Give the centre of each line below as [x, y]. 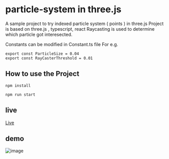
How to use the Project [42, 74]
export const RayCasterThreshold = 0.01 [49, 58]
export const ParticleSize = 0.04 [42, 54]
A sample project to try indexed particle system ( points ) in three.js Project [85, 24]
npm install [18, 85]
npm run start [21, 95]
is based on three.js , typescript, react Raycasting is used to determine [80, 29]
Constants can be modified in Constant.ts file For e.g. [62, 44]
